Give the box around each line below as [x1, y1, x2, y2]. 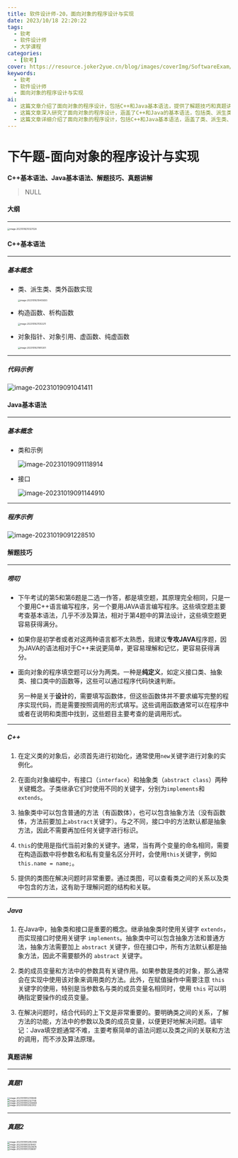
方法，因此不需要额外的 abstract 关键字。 [23, 952, 147, 960]
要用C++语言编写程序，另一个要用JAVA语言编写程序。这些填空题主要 [23, 602, 227, 611]
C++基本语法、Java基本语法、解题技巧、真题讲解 [7, 173, 153, 182]
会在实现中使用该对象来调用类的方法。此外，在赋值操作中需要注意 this [17, 976, 225, 984]
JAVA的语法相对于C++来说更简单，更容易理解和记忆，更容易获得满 [23, 644, 220, 652]
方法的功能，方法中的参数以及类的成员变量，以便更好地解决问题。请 [17, 1017, 217, 1025]
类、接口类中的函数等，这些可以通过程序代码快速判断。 [17, 677, 179, 685]
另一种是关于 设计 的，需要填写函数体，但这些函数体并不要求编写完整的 [17, 692, 223, 701]
